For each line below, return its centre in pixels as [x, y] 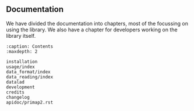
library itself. [21, 35]
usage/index [20, 67]
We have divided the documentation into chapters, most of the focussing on [97, 23]
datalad [15, 82]
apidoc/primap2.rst [30, 102]
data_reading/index [30, 77]
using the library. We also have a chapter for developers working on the [92, 30]
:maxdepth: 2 [22, 51]
